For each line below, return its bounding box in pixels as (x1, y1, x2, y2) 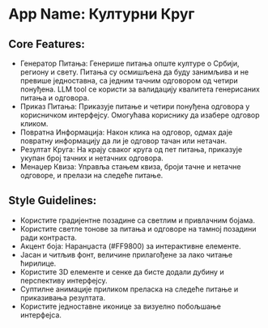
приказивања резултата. (19, 292, 106, 302)
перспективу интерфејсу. (19, 275, 108, 285)
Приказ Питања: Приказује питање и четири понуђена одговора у (19, 102, 250, 111)
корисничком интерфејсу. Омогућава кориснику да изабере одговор (19, 110, 261, 120)
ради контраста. (19, 232, 77, 242)
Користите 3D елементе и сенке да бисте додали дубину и (19, 266, 224, 276)
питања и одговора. (19, 93, 90, 102)
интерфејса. (19, 309, 62, 320)
